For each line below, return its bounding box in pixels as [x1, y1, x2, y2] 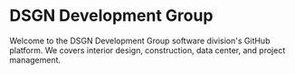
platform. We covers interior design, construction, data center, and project [9, 44, 286, 55]
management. [9, 54, 62, 65]
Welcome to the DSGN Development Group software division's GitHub [9, 35, 271, 46]
